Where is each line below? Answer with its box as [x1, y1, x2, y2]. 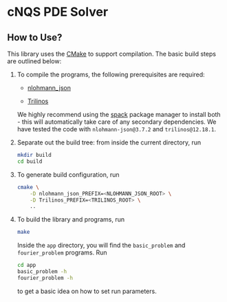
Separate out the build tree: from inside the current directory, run [17, 138, 202, 147]
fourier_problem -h [17, 274, 74, 281]
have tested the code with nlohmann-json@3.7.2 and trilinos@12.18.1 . [17, 125, 217, 133]
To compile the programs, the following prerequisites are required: [17, 70, 205, 78]
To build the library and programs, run [17, 215, 125, 224]
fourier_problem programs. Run [17, 248, 108, 257]
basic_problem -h [17, 268, 67, 275]
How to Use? [7, 32, 63, 43]
